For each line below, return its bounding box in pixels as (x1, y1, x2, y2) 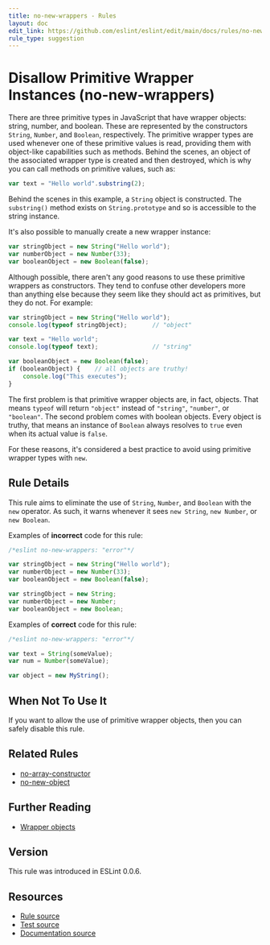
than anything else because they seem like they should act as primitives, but (8, 289, 261, 299)
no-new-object (19, 777, 71, 786)
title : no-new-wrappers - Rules (8, 11, 117, 20)
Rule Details (8, 476, 70, 490)
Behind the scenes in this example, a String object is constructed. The (8, 194, 243, 204)
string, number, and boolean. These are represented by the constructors (8, 122, 247, 131)
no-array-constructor (19, 769, 91, 778)
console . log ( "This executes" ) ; (22, 372, 128, 380)
